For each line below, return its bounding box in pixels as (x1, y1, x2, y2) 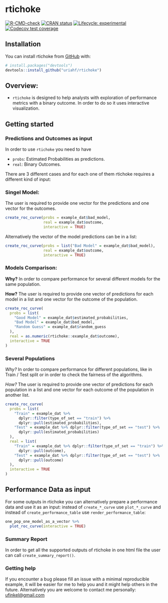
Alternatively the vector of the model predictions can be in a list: (5, 233, 137, 239)
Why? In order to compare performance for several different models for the (5, 275, 160, 281)
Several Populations (5, 355, 55, 362)
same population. (5, 281, 41, 287)
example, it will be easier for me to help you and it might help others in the (5, 581, 157, 587)
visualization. (12, 105, 40, 111)
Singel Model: (5, 189, 39, 196)
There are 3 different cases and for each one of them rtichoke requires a (5, 171, 154, 177)
